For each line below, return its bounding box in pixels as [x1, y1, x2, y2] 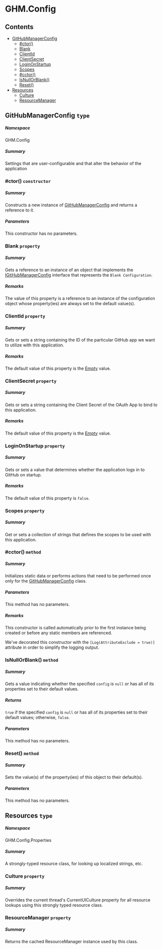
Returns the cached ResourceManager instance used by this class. [5, 939, 138, 945]
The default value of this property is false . [5, 495, 90, 501]
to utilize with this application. [5, 342, 64, 348]
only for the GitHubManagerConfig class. [5, 578, 87, 584]
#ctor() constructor [5, 178, 51, 185]
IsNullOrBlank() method [5, 656, 59, 663]
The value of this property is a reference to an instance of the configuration [5, 295, 156, 301]
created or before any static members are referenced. [5, 630, 112, 636]
